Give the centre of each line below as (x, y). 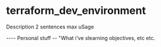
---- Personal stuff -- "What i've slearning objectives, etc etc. (80, 38)
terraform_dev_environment (76, 11)
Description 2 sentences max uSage (50, 27)
